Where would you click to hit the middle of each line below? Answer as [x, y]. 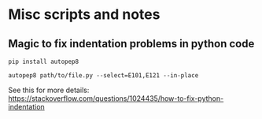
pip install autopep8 [44, 61]
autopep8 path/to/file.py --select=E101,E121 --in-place [103, 76]
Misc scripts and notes [84, 15]
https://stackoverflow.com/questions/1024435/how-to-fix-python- [116, 99]
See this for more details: [49, 90]
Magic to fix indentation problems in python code [131, 44]
